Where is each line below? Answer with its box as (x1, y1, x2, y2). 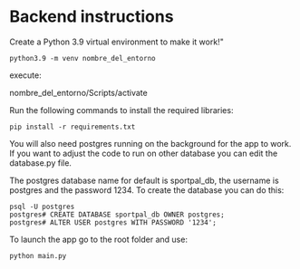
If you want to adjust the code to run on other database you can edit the (9, 148, 278, 159)
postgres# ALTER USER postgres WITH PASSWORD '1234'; (9, 217, 218, 227)
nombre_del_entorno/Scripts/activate (9, 87, 148, 98)
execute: (9, 70, 43, 81)
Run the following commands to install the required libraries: (9, 104, 234, 115)
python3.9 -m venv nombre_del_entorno (9, 53, 156, 62)
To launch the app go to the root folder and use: (9, 234, 189, 245)
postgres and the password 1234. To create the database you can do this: (9, 184, 285, 196)
